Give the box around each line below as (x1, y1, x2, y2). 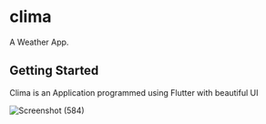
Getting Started (9, 63, 99, 78)
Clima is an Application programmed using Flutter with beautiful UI (9, 87, 259, 98)
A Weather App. (9, 36, 69, 47)
